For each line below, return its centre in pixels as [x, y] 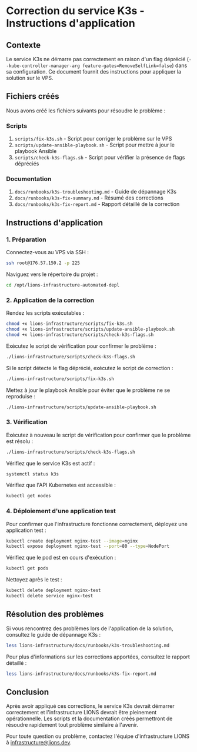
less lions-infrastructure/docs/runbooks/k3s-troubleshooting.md [88, 645]
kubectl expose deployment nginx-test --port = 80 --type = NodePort [88, 546]
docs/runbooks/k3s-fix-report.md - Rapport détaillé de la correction [97, 204]
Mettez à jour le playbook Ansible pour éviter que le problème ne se [88, 390]
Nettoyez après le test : [34, 580]
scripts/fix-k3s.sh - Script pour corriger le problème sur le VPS [93, 139]
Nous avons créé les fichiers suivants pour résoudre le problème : [86, 111]
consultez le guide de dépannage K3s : [54, 634]
